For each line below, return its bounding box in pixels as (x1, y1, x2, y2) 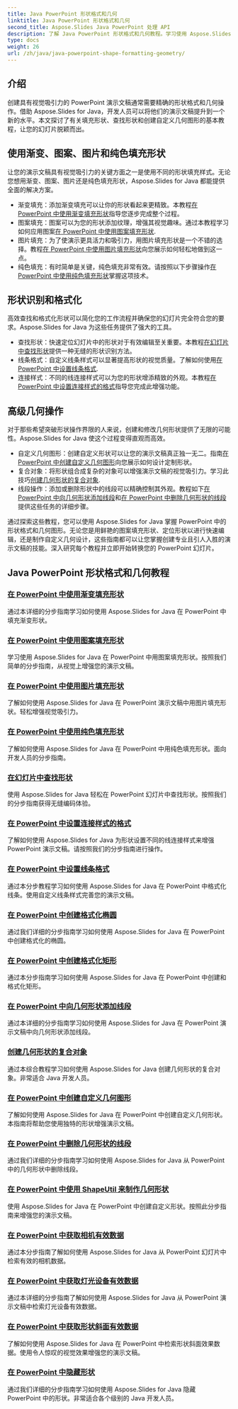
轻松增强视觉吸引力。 (19, 707, 82, 716)
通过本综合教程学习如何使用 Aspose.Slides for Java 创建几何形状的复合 (7, 1065, 215, 1073)
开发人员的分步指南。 (7, 753, 69, 762)
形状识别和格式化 (7, 293, 82, 305)
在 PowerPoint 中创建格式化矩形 (7, 955, 117, 965)
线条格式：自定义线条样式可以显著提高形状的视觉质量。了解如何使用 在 (17, 356, 223, 364)
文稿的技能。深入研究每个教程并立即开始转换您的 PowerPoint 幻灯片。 (13, 544, 218, 553)
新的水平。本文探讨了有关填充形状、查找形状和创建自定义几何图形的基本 (7, 116, 218, 124)
